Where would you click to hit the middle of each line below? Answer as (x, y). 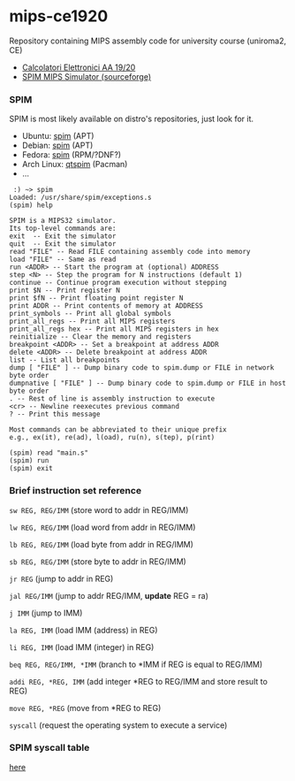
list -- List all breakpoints (65, 360)
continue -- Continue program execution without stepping (118, 283)
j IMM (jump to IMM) (46, 613)
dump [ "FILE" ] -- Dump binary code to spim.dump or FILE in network (142, 368)
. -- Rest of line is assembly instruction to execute (112, 399)
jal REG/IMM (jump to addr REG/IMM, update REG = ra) (109, 595)
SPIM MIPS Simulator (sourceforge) (87, 76)
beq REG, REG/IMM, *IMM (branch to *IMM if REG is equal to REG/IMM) (136, 664)
